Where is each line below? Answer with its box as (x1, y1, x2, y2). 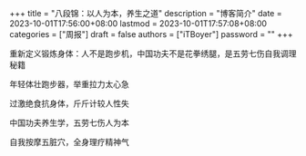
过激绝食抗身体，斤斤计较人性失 (9, 98, 129, 109)
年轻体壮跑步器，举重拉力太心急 (9, 79, 129, 89)
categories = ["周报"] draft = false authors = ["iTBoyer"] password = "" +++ (9, 29, 293, 39)
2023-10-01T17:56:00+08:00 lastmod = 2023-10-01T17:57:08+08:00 (9, 18, 267, 29)
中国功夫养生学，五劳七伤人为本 (9, 117, 129, 128)
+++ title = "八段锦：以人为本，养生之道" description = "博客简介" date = (9, 8, 282, 18)
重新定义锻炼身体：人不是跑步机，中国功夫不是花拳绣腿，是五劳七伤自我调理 (9, 48, 297, 59)
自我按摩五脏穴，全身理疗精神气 (9, 137, 129, 147)
